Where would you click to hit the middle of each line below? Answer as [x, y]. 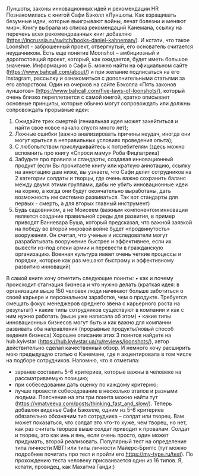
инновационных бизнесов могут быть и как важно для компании [89, 322]
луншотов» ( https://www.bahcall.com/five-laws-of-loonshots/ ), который [96, 91]
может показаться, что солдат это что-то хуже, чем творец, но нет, [101, 422]
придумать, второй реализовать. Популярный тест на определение [101, 441]
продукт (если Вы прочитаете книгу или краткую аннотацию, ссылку [103, 165]
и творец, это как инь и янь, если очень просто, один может [91, 435]
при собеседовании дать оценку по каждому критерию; [86, 384]
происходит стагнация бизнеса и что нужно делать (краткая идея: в [93, 284]
